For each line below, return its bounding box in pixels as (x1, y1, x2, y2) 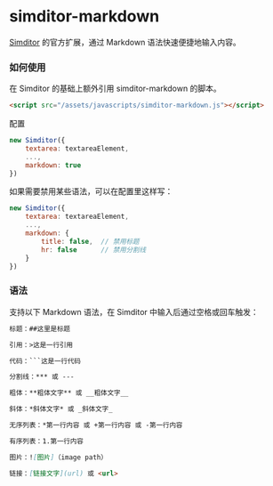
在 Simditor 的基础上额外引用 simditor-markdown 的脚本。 (9, 83, 221, 94)
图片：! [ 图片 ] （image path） (9, 452, 108, 462)
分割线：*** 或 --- (9, 372, 75, 382)
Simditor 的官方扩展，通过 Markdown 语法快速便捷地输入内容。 (9, 36, 242, 47)
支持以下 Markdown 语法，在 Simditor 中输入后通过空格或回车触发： (9, 306, 260, 317)
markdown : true (25, 160, 82, 170)
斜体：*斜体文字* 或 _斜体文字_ (9, 405, 113, 414)
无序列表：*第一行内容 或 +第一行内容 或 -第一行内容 (9, 421, 183, 430)
